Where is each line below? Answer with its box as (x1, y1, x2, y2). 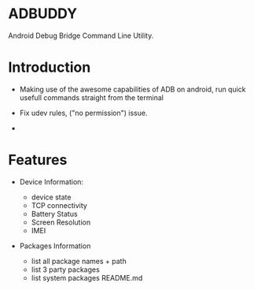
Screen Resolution (31, 217, 91, 227)
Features (8, 151, 68, 169)
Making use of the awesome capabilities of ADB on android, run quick (19, 84, 246, 94)
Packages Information (19, 241, 91, 251)
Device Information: (19, 177, 84, 186)
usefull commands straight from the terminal (19, 92, 164, 102)
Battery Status (31, 209, 78, 218)
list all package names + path (31, 256, 127, 266)
